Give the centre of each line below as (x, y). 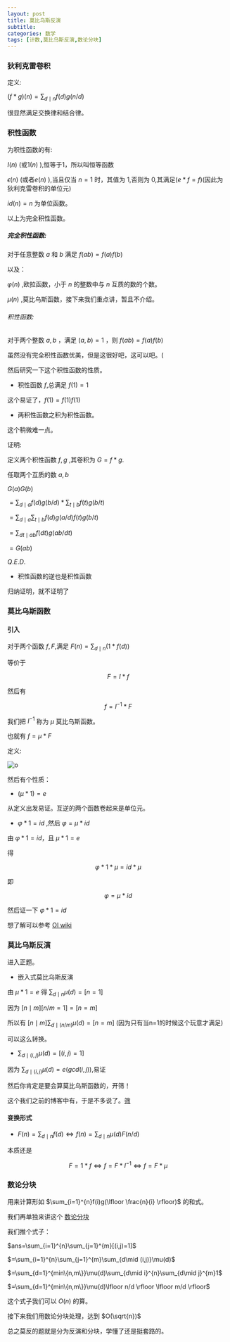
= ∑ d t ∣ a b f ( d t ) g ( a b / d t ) (41, 534)
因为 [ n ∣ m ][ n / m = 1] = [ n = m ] (52, 1008)
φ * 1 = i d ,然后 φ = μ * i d (53, 823)
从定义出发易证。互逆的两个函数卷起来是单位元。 (78, 808)
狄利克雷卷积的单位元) (39, 188)
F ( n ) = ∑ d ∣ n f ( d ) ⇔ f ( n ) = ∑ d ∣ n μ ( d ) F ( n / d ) (78, 1135)
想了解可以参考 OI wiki (40, 925)
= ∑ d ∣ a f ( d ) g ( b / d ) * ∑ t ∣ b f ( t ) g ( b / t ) (57, 503)
